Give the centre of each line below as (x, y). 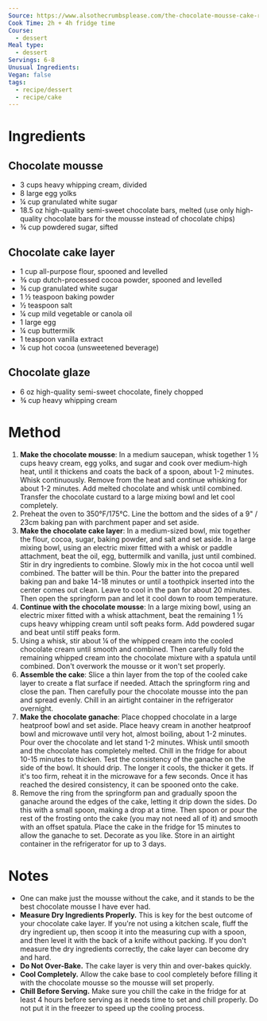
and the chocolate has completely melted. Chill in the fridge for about (133, 750)
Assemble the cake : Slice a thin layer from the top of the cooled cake (133, 675)
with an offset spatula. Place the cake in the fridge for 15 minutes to (130, 827)
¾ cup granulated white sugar (69, 288)
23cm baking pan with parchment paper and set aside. (109, 522)
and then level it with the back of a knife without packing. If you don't (133, 940)
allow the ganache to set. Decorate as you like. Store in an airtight (127, 835)
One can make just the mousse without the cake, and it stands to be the (137, 898)
